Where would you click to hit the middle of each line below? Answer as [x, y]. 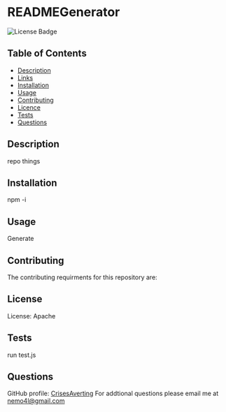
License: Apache [31, 316]
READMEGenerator [64, 12]
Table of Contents [47, 53]
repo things [24, 161]
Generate [21, 239]
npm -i [17, 200]
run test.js [22, 355]
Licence [29, 107]
